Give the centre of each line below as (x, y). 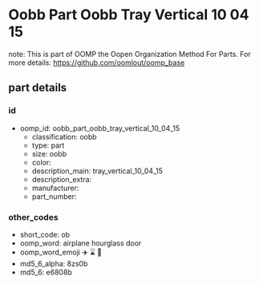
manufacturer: (55, 188)
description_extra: (62, 179)
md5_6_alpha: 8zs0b (54, 263)
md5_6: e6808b (46, 272)
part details (38, 88)
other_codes (33, 217)
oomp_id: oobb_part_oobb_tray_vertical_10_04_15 (100, 128)
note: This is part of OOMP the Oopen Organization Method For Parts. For (129, 54)
